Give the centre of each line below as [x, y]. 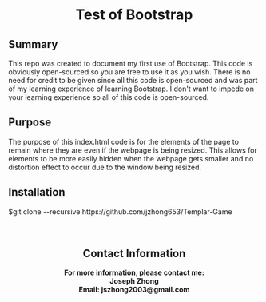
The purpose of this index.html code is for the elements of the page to [124, 141]
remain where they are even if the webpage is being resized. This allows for [133, 150]
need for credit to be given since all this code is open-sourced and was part [133, 80]
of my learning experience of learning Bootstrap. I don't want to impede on [131, 89]
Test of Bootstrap [134, 15]
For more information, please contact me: [134, 272]
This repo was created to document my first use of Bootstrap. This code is [131, 63]
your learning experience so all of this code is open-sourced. [109, 97]
